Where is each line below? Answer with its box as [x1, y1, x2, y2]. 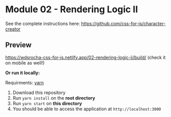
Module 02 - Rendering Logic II [5, 4, 138, 15]
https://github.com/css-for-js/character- [81, 20, 166, 27]
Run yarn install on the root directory [12, 95, 96, 101]
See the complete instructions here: [5, 20, 80, 27]
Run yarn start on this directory [12, 100, 82, 106]
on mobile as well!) [5, 60, 45, 66]
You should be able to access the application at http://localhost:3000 [12, 106, 161, 112]
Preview [5, 41, 32, 50]
